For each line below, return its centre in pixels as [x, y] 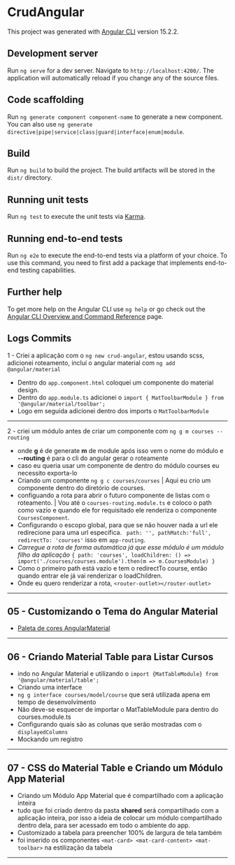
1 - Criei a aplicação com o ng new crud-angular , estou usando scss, [106, 355]
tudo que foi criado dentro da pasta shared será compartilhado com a [118, 810]
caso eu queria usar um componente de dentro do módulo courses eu [118, 465]
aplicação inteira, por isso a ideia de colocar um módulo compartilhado [120, 818]
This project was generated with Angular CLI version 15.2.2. [93, 31]
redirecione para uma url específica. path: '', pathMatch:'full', [114, 532]
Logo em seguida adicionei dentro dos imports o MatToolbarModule [113, 410]
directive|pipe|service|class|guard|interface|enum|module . [96, 131]
